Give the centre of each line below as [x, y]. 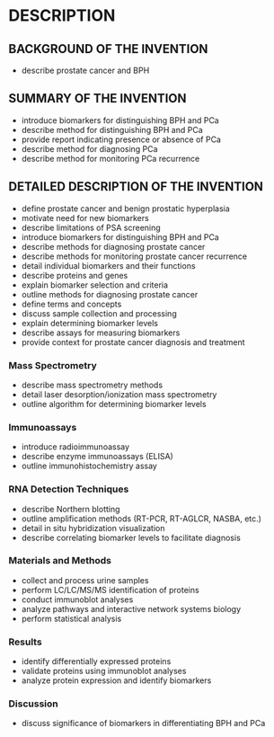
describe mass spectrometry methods [92, 385]
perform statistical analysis [71, 618]
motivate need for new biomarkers [85, 218]
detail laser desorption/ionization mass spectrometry [119, 394]
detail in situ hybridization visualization [93, 528]
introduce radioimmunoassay [75, 447]
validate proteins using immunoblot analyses [104, 671]
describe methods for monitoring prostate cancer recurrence [134, 256]
